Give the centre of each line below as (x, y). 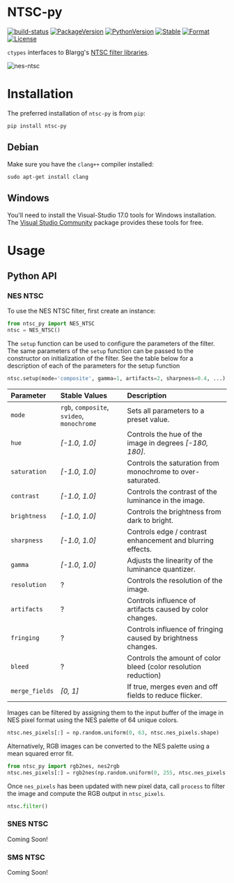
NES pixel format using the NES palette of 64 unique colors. (93, 720)
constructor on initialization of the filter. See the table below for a (100, 359)
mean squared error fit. (40, 753)
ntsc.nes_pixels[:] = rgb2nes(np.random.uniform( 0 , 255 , (92, 773)
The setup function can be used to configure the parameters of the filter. (111, 344)
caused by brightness (163, 638)
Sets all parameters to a (166, 411)
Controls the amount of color (174, 658)
